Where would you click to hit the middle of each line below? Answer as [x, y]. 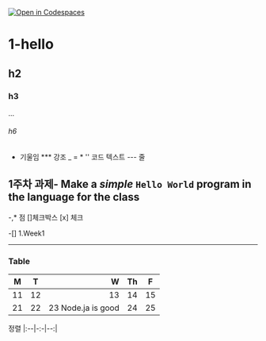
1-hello [31, 44]
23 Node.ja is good [84, 308]
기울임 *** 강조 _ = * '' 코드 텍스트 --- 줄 [82, 157]
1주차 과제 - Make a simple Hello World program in [130, 184]
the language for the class [74, 197]
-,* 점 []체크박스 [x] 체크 [46, 217]
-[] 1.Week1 [27, 233]
